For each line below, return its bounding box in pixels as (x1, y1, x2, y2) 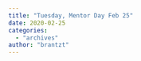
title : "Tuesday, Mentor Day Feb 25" (8, 11, 134, 20)
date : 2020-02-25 (8, 19, 66, 27)
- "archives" (15, 33, 59, 42)
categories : (8, 26, 48, 34)
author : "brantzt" (8, 41, 69, 49)
